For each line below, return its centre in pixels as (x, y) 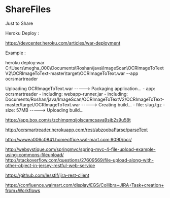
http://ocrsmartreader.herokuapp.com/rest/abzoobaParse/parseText (77, 130)
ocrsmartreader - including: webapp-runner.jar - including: (67, 94)
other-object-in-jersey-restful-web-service (50, 165)
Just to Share (19, 23)
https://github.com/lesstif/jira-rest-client (47, 175)
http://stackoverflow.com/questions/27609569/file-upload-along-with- (79, 160)
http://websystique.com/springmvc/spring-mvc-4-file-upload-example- (80, 149)
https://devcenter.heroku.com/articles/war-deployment (63, 43)
